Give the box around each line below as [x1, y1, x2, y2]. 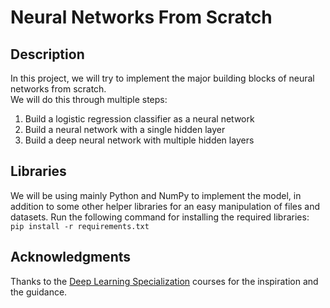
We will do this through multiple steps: [10, 94, 168, 105]
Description [10, 46, 85, 63]
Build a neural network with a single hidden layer [24, 124, 226, 135]
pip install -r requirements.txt [10, 221, 150, 231]
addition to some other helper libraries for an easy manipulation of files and [10, 200, 320, 212]
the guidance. [10, 286, 68, 298]
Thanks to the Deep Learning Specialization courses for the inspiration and [10, 275, 319, 287]
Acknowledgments [10, 249, 132, 266]
